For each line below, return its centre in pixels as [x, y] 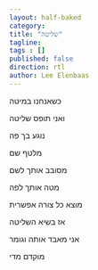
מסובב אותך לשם [38, 169]
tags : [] [28, 51]
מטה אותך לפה [34, 187]
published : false [41, 59]
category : [28, 26]
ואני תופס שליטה [37, 118]
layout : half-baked [45, 17]
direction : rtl [37, 68]
